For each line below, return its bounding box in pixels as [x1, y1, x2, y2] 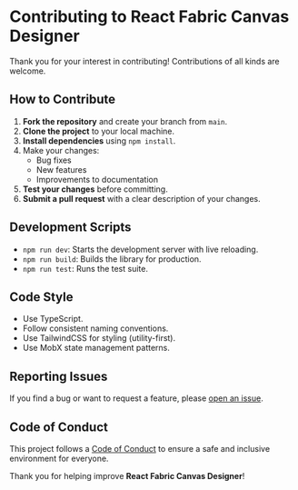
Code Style [9, 289, 74, 305]
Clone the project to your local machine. [22, 125, 175, 136]
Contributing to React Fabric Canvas [9, 6, 290, 27]
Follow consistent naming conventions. [22, 323, 169, 334]
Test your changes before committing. [22, 184, 168, 195]
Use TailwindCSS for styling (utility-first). [22, 333, 176, 344]
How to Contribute [9, 92, 116, 107]
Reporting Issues [9, 368, 108, 384]
